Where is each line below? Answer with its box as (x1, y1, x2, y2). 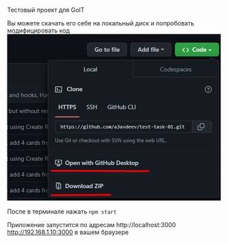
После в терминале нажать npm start (7, 207, 117, 216)
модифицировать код (7, 27, 71, 34)
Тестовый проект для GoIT (7, 6, 85, 14)
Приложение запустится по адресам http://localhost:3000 (7, 221, 177, 229)
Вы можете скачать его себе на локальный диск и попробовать (7, 19, 194, 27)
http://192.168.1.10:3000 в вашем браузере (7, 228, 129, 236)
